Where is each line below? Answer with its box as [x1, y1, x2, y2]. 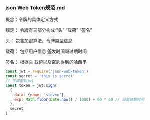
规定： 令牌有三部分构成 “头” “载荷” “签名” [5, 27, 92, 33]
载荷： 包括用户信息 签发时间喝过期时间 [5, 48, 87, 54]
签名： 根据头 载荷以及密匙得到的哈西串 [5, 59, 87, 65]
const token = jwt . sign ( [5, 83, 57, 88]
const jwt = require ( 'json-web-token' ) [5, 69, 89, 74]
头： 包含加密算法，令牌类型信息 [5, 38, 73, 44]
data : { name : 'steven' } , [14, 92, 66, 97]
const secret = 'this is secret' [5, 74, 75, 79]
